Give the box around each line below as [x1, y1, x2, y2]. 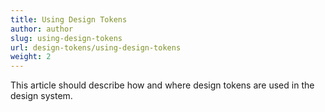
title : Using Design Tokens [10, 14, 128, 25]
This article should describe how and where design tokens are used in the [10, 79, 315, 91]
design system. [10, 90, 73, 102]
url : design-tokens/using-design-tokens [10, 42, 182, 53]
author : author [10, 24, 74, 34]
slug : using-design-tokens [10, 33, 123, 43]
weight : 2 [10, 52, 52, 62]
